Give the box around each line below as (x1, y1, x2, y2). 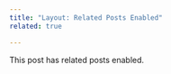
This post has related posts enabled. (9, 54, 145, 65)
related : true (9, 22, 63, 31)
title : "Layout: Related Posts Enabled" (9, 13, 164, 23)
